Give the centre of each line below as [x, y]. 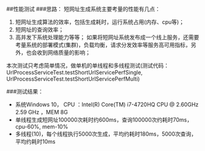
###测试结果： [25, 91]
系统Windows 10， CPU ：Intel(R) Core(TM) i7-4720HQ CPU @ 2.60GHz [107, 105]
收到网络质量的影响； [63, 53]
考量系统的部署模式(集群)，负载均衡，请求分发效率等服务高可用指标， [103, 45]
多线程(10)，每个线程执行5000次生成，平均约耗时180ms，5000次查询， [106, 134]
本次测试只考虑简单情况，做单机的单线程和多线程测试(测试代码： [88, 65]
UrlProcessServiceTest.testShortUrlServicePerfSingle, [74, 72]
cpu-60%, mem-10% [42, 127]
